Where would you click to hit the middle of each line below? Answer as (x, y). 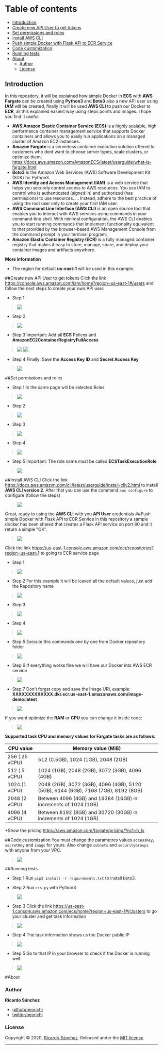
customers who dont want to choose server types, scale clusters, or (80, 152)
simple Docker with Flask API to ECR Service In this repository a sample (77, 519)
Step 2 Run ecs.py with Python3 (44, 887)
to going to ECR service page (70, 553)
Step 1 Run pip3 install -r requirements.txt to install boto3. (74, 878)
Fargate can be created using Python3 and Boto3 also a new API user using (81, 101)
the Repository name (33, 586)
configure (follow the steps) (33, 495)
